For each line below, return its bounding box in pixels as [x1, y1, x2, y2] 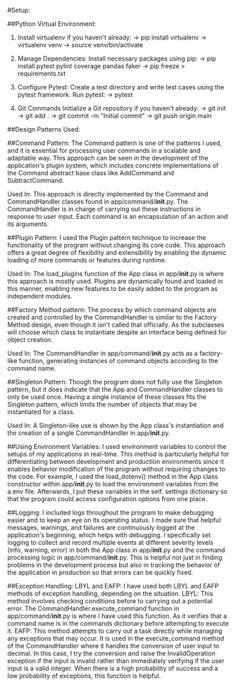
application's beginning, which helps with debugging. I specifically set [7, 531, 211, 539]
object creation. [7, 336, 53, 343]
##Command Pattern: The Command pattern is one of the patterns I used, [7, 139, 222, 147]
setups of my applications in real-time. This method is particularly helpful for [7, 450, 230, 458]
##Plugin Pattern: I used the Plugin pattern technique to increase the [7, 234, 206, 241]
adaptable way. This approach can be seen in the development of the [7, 154, 209, 162]
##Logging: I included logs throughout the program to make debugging [7, 508, 214, 517]
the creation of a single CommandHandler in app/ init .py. [7, 429, 170, 437]
